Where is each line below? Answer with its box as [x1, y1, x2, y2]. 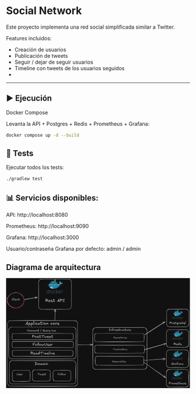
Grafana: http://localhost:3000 [6, 234, 79, 241]
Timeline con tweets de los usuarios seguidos [14, 64, 125, 71]
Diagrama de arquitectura [6, 262, 101, 272]
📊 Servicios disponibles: [6, 193, 99, 203]
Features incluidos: [6, 34, 52, 42]
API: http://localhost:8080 [6, 212, 68, 219]
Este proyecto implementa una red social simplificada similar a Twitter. [6, 23, 175, 30]
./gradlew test [6, 176, 43, 182]
